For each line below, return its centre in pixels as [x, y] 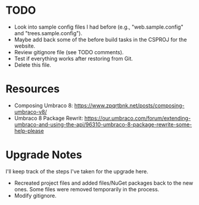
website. [25, 46]
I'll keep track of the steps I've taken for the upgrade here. [77, 171]
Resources [33, 89]
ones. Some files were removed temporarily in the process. [87, 189]
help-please [29, 131]
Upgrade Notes [44, 155]
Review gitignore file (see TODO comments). [69, 52]
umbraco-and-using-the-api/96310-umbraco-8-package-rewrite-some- [103, 124]
